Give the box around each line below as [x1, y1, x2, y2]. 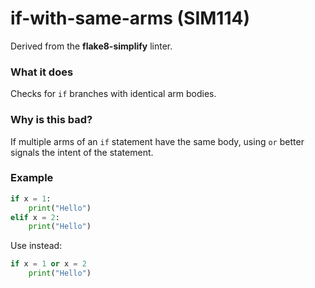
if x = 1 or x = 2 [10, 259, 87, 269]
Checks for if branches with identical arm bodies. [10, 88, 217, 100]
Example [10, 171, 54, 185]
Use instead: [10, 240, 63, 252]
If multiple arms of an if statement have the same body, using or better [10, 135, 305, 147]
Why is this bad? [10, 113, 93, 127]
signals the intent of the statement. [10, 146, 154, 158]
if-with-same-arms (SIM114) [10, 7, 250, 30]
